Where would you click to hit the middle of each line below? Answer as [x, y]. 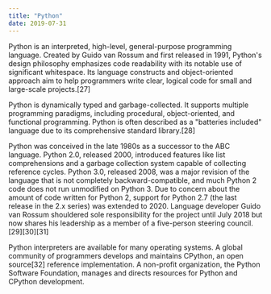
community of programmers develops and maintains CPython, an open [126, 255]
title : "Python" [35, 16]
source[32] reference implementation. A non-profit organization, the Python [134, 264]
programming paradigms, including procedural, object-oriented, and [122, 113]
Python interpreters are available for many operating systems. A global [126, 247]
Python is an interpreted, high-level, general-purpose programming [120, 46]
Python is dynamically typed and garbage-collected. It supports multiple [129, 105]
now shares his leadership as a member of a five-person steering [117, 223]
